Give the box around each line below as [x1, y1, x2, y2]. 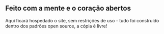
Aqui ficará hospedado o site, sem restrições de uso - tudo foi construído [5, 17, 159, 23]
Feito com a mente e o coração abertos [5, 4, 131, 13]
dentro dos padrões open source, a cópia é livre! [5, 23, 107, 29]
